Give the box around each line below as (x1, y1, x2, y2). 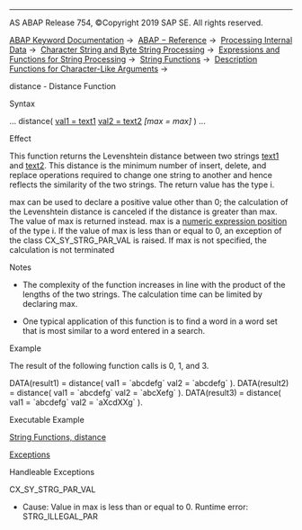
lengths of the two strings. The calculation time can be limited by (22, 289, 263, 300)
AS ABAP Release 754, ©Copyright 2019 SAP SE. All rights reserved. (9, 17, 263, 28)
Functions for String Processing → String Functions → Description (9, 54, 258, 64)
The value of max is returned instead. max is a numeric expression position (9, 216, 288, 226)
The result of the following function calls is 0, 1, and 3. (9, 361, 209, 371)
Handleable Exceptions (9, 467, 95, 477)
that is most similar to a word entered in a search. (22, 326, 205, 336)
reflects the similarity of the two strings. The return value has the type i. (9, 179, 275, 190)
